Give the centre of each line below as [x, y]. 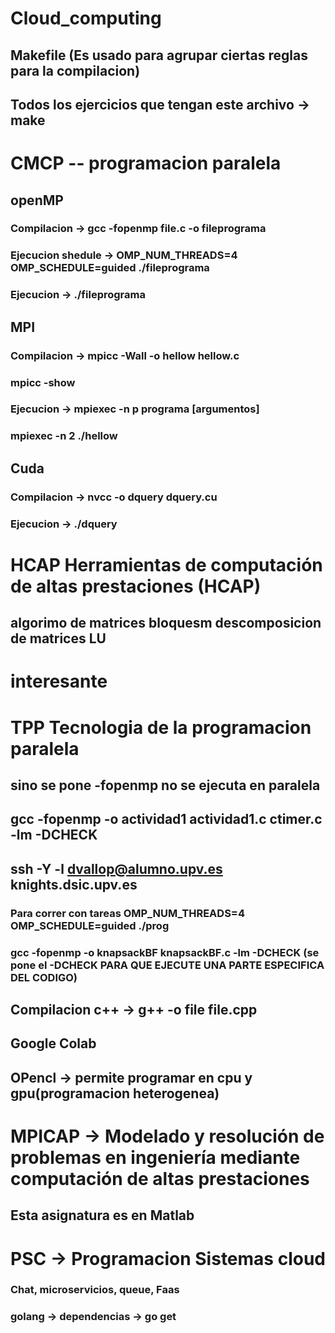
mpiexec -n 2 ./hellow [64, 436]
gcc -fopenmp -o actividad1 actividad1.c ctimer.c [166, 819]
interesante [59, 681]
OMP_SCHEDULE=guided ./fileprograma [110, 268]
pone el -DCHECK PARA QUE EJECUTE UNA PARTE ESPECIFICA [167, 965]
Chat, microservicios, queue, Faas [95, 1290]
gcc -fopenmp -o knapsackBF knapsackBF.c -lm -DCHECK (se [165, 952]
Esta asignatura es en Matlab [102, 1215]
